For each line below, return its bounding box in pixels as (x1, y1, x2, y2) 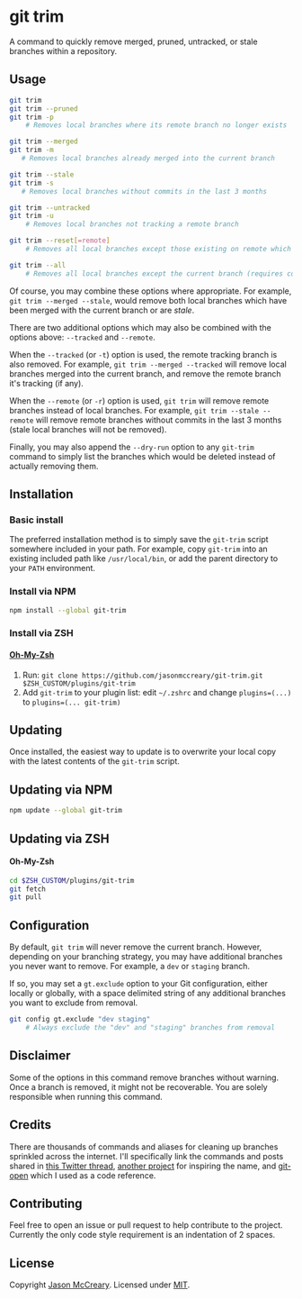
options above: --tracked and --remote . (9, 332, 155, 342)
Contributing (9, 1195, 83, 1211)
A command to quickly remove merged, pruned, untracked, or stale (9, 36, 258, 47)
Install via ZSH (9, 627, 74, 640)
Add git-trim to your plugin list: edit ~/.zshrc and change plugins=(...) (22, 686, 292, 697)
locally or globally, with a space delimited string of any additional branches (9, 988, 286, 999)
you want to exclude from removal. (9, 997, 138, 1008)
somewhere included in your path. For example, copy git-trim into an (9, 543, 268, 555)
